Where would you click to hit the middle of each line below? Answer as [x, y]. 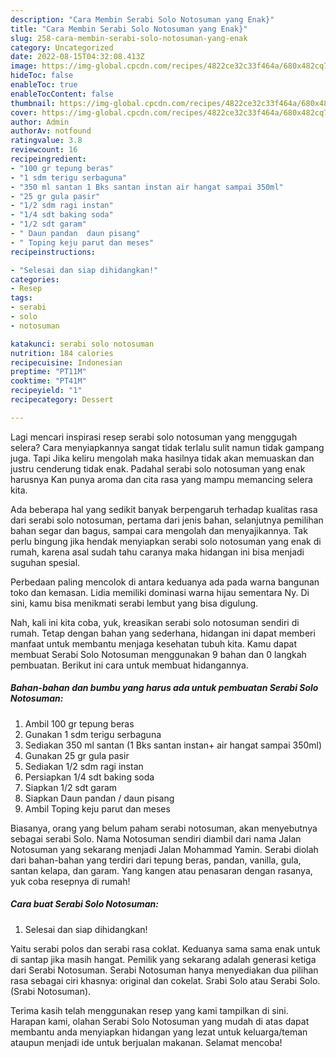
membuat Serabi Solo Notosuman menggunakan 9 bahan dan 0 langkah [158, 654]
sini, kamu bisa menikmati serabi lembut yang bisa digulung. [134, 603]
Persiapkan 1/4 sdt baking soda [89, 777]
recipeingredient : [48, 159]
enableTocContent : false [62, 94]
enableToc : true [44, 85]
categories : [35, 279]
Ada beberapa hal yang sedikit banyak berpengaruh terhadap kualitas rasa [164, 509]
